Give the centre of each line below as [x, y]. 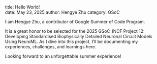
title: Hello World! [23, 7]
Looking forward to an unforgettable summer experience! [63, 56]
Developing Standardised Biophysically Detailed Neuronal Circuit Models [79, 36]
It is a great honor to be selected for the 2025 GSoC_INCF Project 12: [75, 31]
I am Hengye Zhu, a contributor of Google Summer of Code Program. [75, 22]
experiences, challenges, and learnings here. [51, 47]
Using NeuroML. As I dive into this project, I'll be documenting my [72, 42]
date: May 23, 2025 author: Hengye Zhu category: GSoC [63, 12]
